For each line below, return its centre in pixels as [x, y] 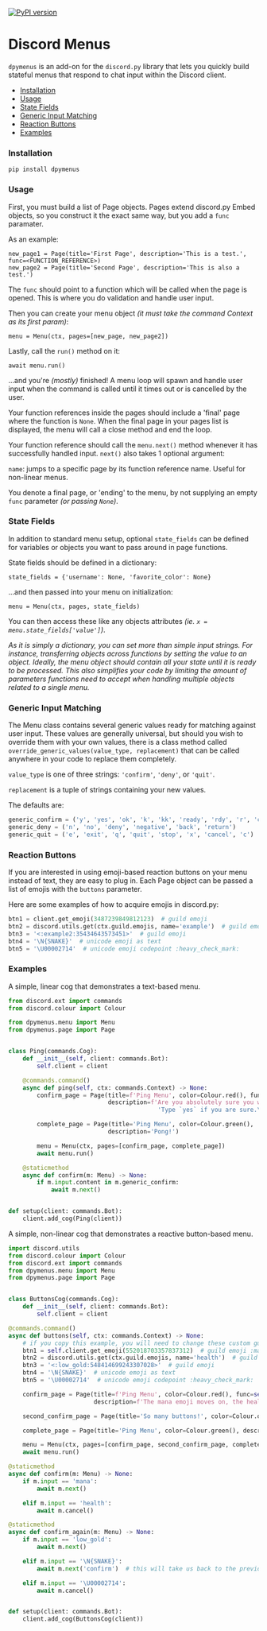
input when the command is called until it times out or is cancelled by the [128, 389]
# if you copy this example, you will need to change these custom [136, 1343]
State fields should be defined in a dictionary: [83, 562]
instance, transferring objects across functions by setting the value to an [128, 653]
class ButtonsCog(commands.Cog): [64, 1300]
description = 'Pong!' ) [143, 1132]
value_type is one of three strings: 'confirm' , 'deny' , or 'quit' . [112, 774]
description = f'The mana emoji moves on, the [168, 1402]
